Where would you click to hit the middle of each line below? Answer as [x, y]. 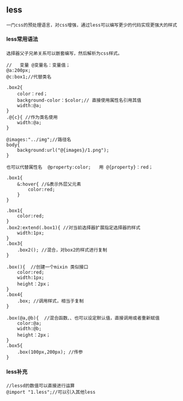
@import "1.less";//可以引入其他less [51, 393]
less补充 [17, 371]
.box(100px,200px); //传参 [50, 352]
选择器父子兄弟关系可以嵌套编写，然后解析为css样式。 [64, 54]
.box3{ [14, 244]
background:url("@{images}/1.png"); [63, 151]
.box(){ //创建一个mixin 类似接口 [47, 267]
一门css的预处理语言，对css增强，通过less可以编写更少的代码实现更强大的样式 [92, 25]
